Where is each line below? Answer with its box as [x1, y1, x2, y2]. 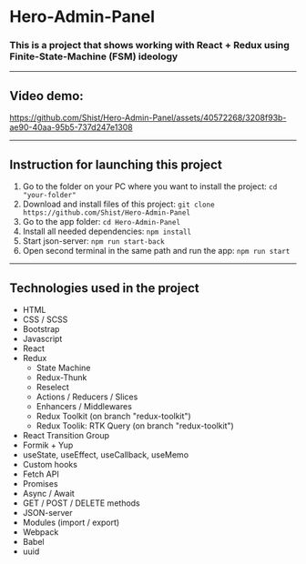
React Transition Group [22, 429, 110, 440]
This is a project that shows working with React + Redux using [9, 39, 290, 52]
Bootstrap [22, 323, 60, 334]
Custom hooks [22, 458, 77, 469]
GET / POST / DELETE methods [22, 498, 141, 509]
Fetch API [22, 468, 59, 479]
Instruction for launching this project [9, 156, 223, 172]
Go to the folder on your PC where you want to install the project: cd [22, 181, 278, 192]
